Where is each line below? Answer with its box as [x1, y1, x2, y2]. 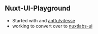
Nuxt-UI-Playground [5, 4, 71, 13]
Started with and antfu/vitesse [12, 17, 76, 23]
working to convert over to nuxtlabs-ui [12, 23, 92, 29]
